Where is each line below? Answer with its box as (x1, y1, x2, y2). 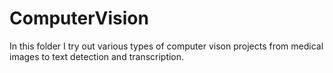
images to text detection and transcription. (9, 50, 185, 62)
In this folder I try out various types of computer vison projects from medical (9, 40, 324, 52)
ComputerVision (9, 7, 149, 30)
